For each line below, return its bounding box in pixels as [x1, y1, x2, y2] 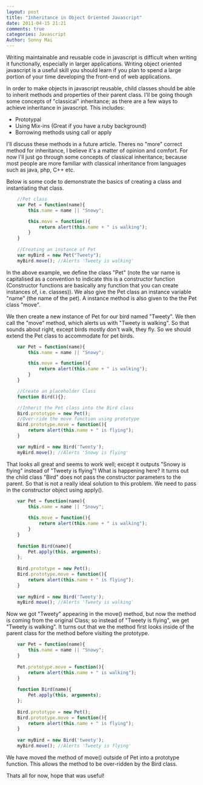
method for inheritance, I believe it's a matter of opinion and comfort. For [6, 147, 188, 154]
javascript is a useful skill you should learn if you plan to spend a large [6, 67, 182, 73]
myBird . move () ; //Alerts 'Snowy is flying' [17, 449, 129, 455]
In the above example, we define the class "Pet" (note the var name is [6, 269, 181, 276]
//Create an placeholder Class [17, 388, 96, 394]
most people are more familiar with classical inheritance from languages [6, 160, 187, 167]
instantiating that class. [6, 184, 64, 192]
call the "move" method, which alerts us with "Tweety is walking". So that [6, 319, 190, 326]
